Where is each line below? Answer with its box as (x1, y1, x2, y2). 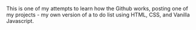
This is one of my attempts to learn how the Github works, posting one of (6, 5, 189, 12)
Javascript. (6, 18, 34, 24)
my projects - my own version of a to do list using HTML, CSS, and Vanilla (6, 11, 191, 18)
